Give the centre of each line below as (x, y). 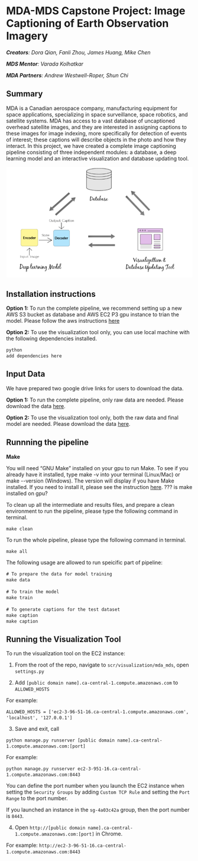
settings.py (29, 672)
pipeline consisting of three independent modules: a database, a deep (91, 152)
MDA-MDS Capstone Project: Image (96, 11)
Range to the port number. (37, 798)
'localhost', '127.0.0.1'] (39, 718)
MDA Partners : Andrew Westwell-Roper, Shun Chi (67, 75)
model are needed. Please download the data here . (68, 423)
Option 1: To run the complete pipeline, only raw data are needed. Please (95, 400)
